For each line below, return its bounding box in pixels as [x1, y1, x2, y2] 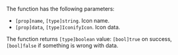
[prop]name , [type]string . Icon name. [15, 17, 110, 24]
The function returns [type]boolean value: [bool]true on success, [6, 35, 173, 42]
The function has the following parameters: [6, 5, 115, 12]
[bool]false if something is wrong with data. [6, 42, 119, 49]
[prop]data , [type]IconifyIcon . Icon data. [15, 24, 121, 31]
